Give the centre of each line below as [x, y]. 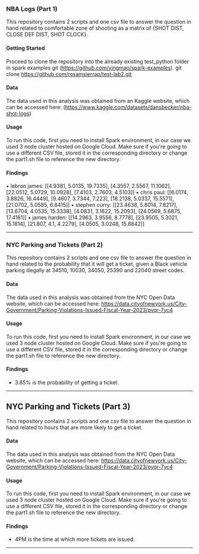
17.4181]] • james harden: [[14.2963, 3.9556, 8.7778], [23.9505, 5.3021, [92, 218]
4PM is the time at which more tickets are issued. [75, 539]
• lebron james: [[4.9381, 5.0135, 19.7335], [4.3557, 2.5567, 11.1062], [89, 186]
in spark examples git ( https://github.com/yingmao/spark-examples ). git [94, 68]
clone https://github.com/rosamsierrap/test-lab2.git [69, 74]
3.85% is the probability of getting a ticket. [67, 383]
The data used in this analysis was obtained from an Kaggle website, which [98, 100]
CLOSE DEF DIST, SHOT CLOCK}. [47, 34]
